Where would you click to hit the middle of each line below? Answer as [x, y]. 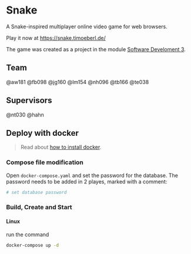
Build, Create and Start [39, 208]
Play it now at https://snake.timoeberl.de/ [56, 38]
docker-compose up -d [33, 245]
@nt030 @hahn [25, 115]
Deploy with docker [43, 133]
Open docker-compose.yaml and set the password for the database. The [92, 175]
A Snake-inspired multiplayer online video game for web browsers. [87, 26]
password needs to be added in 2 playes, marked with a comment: [87, 181]
